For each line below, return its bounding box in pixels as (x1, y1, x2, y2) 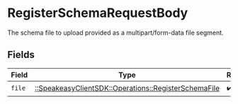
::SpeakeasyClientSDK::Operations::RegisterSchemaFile (34, 83, 220, 93)
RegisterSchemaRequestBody (7, 5, 188, 21)
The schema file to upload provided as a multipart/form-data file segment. (7, 28, 225, 37)
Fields (7, 49, 35, 61)
